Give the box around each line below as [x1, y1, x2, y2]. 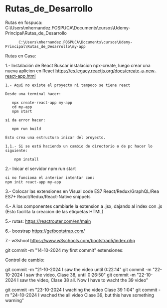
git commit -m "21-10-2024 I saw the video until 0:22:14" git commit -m [5, 266, 152, 272]
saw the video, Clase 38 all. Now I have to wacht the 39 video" [19, 277, 149, 283]
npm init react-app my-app [5, 179, 61, 184]
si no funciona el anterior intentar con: [5, 175, 95, 180]
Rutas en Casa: [5, 53, 36, 59]
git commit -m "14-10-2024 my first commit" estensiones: [5, 247, 124, 253]
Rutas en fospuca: [5, 19, 42, 25]
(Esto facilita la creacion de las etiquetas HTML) [5, 208, 104, 214]
